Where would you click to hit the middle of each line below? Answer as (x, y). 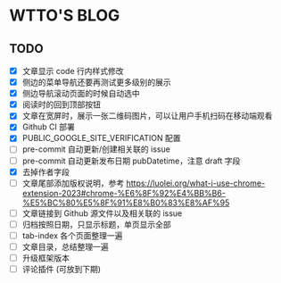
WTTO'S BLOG (65, 16)
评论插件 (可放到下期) (61, 269)
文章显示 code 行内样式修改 (73, 71)
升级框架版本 (45, 258)
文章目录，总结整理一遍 (65, 246)
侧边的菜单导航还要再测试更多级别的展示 (96, 82)
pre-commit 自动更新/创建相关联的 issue (96, 149)
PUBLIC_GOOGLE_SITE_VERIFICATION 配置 (101, 138)
